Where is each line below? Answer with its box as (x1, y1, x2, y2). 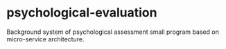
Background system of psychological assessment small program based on (6, 28, 219, 36)
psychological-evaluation (6, 5, 157, 21)
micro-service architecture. (6, 35, 85, 43)
